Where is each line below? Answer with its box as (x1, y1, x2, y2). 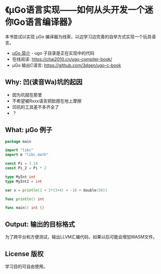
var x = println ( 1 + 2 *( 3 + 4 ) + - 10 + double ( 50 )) (5, 188, 108, 193)
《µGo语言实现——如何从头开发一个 (5, 4, 145, 16)
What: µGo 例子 (5, 126, 52, 134)
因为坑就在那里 (12, 92, 42, 98)
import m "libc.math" (5, 152, 49, 157)
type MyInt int (5, 174, 36, 179)
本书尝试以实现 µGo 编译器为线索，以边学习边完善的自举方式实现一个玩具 (5, 34, 152, 39)
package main (5, 139, 32, 144)
